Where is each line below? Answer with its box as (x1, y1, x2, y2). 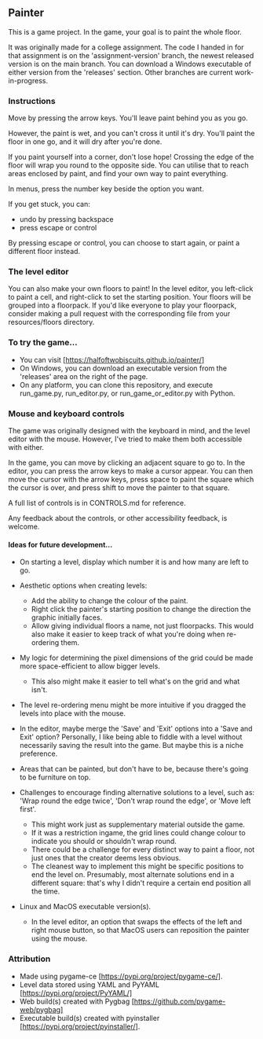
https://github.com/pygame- (133, 997, 226, 1006)
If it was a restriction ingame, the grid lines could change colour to (31, 828, 246, 838)
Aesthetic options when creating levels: (19, 581, 148, 591)
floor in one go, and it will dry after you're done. (8, 137, 163, 146)
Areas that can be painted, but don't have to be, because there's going (19, 765, 249, 774)
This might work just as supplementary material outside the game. (31, 820, 246, 829)
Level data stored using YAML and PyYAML (19, 979, 159, 989)
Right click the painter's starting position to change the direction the (31, 605, 251, 614)
